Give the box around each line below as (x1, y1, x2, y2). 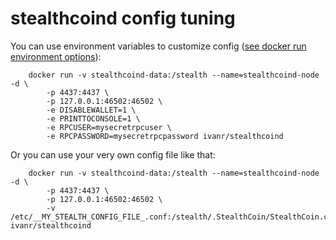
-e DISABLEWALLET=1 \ (46, 105, 137, 115)
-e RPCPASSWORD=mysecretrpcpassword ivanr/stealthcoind (46, 131, 284, 141)
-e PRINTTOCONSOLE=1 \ (46, 113, 141, 124)
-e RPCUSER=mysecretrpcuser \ (46, 122, 172, 132)
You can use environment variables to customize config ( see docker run (10, 40, 307, 52)
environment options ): (10, 50, 102, 62)
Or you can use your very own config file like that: (10, 148, 216, 161)
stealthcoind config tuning (10, 7, 236, 30)
